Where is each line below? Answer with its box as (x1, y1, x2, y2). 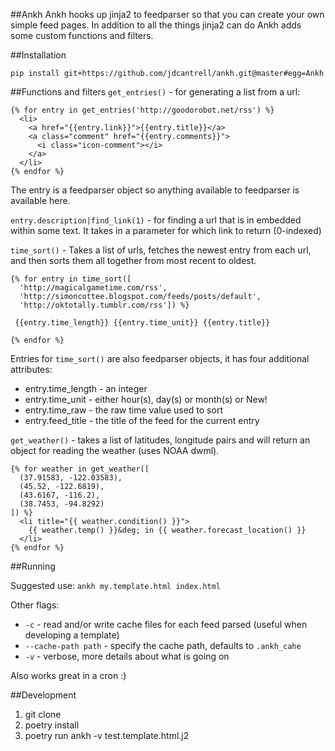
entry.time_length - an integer (24, 383, 148, 394)
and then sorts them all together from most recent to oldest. (10, 255, 257, 266)
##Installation (10, 49, 67, 61)
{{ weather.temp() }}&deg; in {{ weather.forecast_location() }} (28, 525, 307, 535)
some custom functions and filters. (10, 30, 154, 41)
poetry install (24, 719, 80, 731)
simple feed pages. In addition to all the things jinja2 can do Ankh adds (10, 19, 302, 31)
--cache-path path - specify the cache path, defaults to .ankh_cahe (24, 640, 302, 651)
